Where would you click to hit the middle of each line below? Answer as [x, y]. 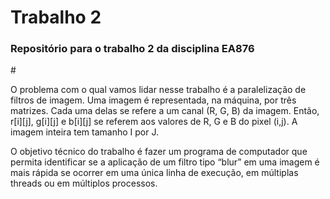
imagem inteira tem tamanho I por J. [84, 132]
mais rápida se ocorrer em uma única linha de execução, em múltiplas [154, 173]
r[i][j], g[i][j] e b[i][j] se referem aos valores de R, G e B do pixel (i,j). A [154, 122]
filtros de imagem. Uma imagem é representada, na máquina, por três [153, 100]
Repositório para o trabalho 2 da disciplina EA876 [132, 49]
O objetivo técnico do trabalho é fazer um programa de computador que [159, 152]
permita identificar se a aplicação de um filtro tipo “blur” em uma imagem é [165, 162]
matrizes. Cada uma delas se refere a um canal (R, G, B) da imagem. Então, [165, 111]
